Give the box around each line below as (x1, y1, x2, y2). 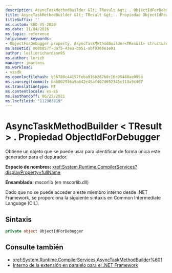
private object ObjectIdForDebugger (5, 229, 83, 234)
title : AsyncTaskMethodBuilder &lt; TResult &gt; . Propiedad (5, 12, 141, 17)
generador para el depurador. (5, 154, 68, 160)
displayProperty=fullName (5, 169, 61, 175)
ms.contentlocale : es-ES (5, 88, 58, 94)
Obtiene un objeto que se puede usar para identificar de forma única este (5, 149, 160, 155)
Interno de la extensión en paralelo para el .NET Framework (12, 262, 138, 268)
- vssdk (5, 70, 22, 75)
